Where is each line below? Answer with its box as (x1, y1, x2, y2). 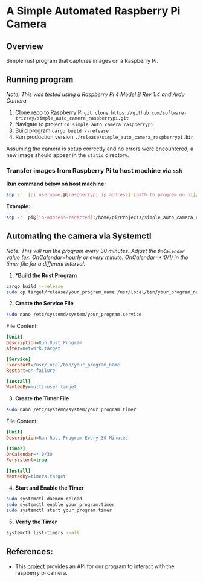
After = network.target (6, 345, 61, 351)
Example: (6, 202, 31, 209)
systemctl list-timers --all (6, 529, 80, 536)
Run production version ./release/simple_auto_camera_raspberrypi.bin (14, 133, 195, 140)
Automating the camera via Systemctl (6, 231, 152, 241)
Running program (6, 74, 74, 85)
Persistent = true (6, 457, 47, 463)
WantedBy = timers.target (6, 473, 66, 479)
